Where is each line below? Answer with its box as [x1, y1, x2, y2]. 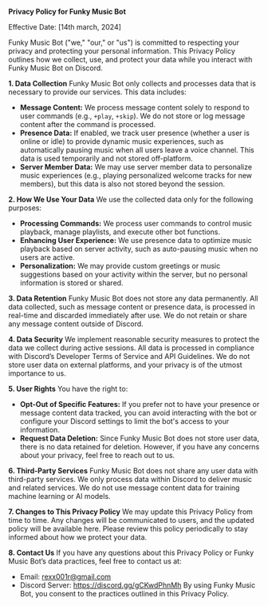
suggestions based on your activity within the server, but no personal [19, 269, 248, 279]
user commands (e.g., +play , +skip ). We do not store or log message [19, 111, 246, 121]
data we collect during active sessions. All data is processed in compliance [8, 343, 255, 353]
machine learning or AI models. [8, 492, 111, 500]
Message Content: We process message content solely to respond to [19, 103, 250, 112]
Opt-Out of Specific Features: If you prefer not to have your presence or [19, 400, 260, 409]
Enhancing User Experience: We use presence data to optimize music [19, 236, 253, 245]
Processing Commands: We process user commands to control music [19, 219, 253, 228]
